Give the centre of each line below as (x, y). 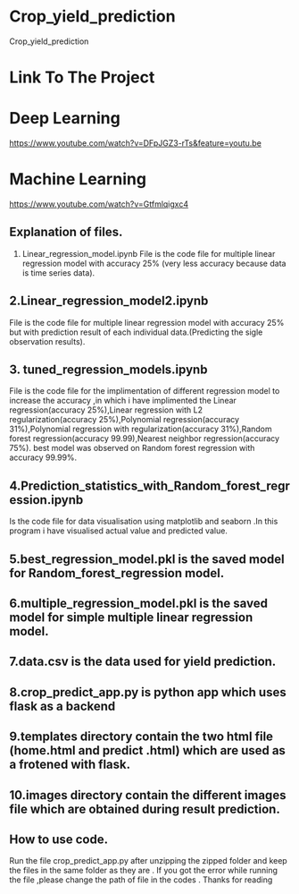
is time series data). (58, 272)
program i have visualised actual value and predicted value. (118, 531)
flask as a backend (62, 706)
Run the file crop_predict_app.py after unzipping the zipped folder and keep (148, 861)
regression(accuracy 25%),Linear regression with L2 (106, 410)
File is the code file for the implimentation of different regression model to (145, 391)
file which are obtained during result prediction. (145, 809)
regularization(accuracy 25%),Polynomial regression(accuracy (124, 420)
